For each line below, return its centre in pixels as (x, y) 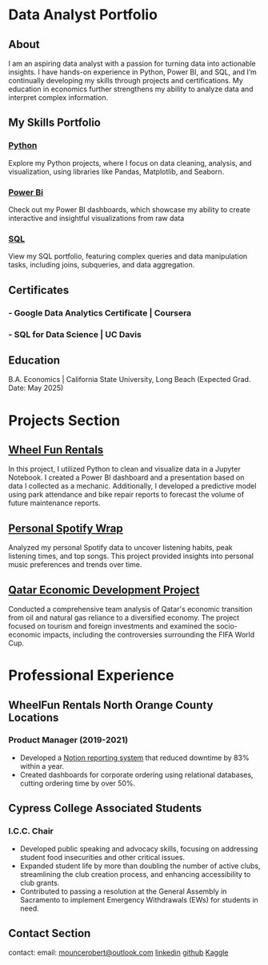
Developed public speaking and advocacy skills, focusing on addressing (139, 848)
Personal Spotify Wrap (66, 528)
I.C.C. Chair (31, 831)
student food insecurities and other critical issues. (102, 857)
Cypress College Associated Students (105, 808)
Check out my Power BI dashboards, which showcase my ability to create (129, 209)
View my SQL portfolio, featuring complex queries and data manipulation (128, 256)
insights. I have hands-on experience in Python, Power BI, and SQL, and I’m (133, 72)
